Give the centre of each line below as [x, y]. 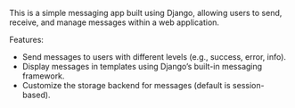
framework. [43, 76]
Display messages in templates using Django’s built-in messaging [142, 66]
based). [36, 95]
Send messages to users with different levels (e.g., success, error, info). [154, 57]
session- [248, 85]
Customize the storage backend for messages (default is [126, 85]
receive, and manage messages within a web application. [115, 22]
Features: [27, 40]
